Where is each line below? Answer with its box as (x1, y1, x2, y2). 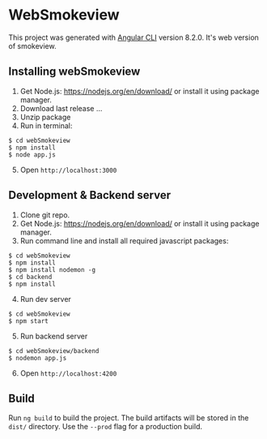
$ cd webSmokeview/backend (8, 346, 100, 355)
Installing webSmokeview (8, 65, 141, 79)
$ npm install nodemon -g (8, 265, 95, 273)
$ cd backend (8, 273, 53, 281)
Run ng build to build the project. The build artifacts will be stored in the (8, 413, 249, 423)
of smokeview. (8, 41, 57, 50)
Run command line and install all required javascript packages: (19, 235, 229, 245)
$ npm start (8, 316, 49, 325)
